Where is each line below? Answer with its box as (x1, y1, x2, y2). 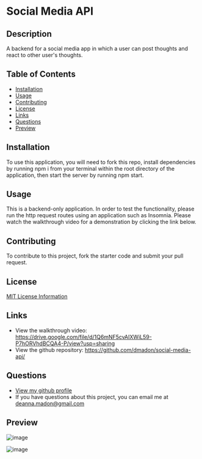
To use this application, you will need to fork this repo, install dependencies (6, 158, 196, 166)
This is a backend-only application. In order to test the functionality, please (6, 205, 195, 212)
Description (6, 29, 52, 39)
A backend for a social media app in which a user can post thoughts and (6, 45, 188, 52)
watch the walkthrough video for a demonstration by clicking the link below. (6, 218, 197, 226)
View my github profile (15, 387, 72, 394)
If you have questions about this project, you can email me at (15, 393, 169, 400)
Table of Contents (6, 69, 76, 80)
